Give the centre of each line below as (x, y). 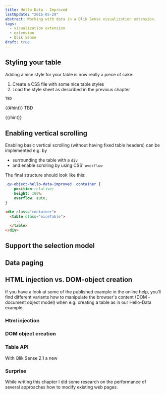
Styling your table (33, 63)
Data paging (24, 263)
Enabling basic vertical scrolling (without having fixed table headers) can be (83, 145)
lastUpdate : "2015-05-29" (32, 14)
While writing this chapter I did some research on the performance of (76, 382)
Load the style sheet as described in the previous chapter (71, 89)
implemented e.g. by (26, 150)
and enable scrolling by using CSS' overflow (57, 165)
